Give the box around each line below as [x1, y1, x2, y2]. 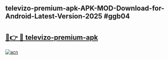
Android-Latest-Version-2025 [5, 12, 103, 21]
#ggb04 [104, 12, 130, 21]
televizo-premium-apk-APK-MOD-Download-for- [5, 4, 165, 13]
